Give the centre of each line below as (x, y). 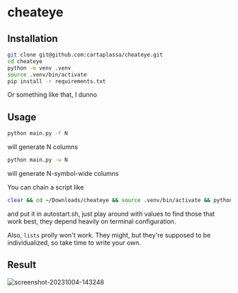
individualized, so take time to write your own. (74, 243)
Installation (33, 39)
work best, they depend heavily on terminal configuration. (92, 221)
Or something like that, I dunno (52, 95)
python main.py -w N (38, 160)
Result (22, 265)
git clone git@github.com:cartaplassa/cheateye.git (85, 55)
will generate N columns (42, 147)
